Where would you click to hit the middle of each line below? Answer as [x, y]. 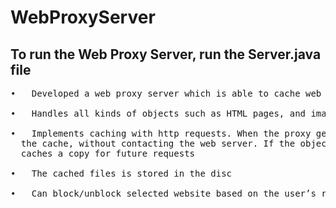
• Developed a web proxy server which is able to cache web [166, 93]
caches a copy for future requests [108, 153]
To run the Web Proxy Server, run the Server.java [166, 54]
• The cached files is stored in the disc [121, 173]
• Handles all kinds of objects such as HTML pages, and [158, 113]
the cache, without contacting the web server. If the [158, 143]
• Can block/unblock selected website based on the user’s [163, 193]
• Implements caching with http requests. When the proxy [161, 133]
